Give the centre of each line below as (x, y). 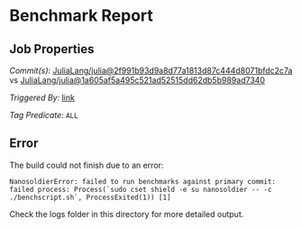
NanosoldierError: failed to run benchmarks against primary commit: (143, 181)
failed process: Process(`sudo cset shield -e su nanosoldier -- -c (141, 189)
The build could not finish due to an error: (87, 165)
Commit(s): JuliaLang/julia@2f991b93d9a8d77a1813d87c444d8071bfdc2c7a (151, 70)
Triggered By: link (42, 97)
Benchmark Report (81, 16)
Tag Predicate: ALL (44, 115)
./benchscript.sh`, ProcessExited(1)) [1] (90, 197)
